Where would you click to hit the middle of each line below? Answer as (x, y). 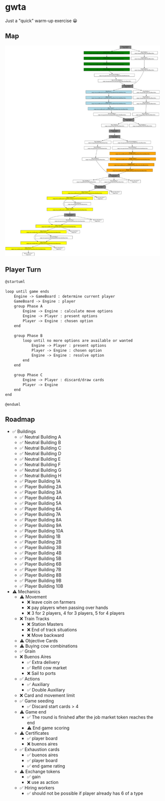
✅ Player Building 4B (41, 553)
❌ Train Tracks (34, 618)
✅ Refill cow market (47, 667)
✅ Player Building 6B (41, 564)
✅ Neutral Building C (40, 448)
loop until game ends (27, 291)
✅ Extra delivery (43, 662)
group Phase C (28, 375)
